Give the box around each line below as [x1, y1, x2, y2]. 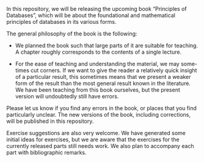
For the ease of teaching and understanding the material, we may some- [15, 61, 197, 67]
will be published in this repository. [6, 117, 94, 125]
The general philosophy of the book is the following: [6, 30, 137, 37]
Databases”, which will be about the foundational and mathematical [6, 12, 176, 19]
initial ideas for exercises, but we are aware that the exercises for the [6, 136, 180, 143]
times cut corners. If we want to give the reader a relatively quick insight [15, 67, 197, 74]
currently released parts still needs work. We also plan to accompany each [6, 142, 194, 149]
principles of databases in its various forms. [6, 18, 117, 25]
